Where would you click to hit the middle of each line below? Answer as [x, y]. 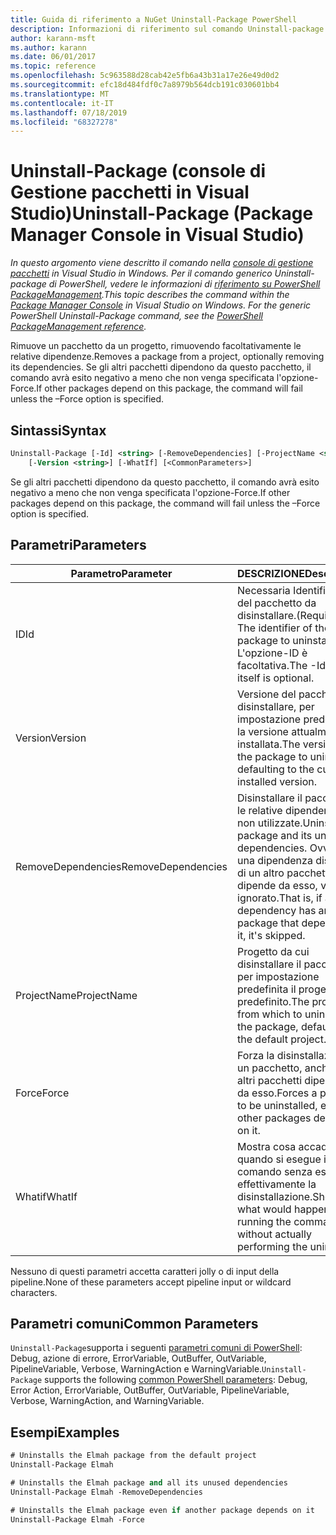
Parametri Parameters [78, 545]
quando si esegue [279, 1159]
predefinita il [267, 989]
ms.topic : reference [53, 66]
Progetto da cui [273, 951]
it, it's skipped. [271, 935]
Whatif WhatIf [46, 1196]
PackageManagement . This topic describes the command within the [150, 295]
